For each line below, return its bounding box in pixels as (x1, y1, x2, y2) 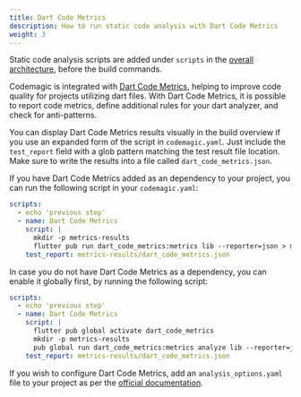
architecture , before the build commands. (9, 64, 163, 74)
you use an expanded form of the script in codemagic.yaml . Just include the (9, 136, 287, 148)
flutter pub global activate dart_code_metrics (32, 326, 215, 335)
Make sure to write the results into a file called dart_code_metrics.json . (9, 156, 272, 167)
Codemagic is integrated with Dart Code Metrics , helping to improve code (9, 82, 282, 92)
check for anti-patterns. (9, 109, 97, 121)
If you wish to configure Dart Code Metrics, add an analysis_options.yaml (9, 367, 283, 378)
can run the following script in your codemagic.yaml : (9, 183, 199, 194)
